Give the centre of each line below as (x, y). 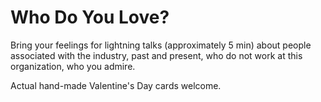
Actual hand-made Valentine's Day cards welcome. (116, 85)
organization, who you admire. (73, 66)
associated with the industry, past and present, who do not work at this (156, 55)
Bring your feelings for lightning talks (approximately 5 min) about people (161, 45)
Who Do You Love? (90, 17)
